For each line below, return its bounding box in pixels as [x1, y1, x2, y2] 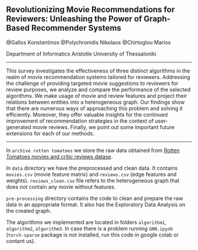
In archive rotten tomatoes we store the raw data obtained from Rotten [6, 147, 180, 154]
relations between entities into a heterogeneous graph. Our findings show [6, 98, 185, 106]
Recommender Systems [31, 23, 122, 33]
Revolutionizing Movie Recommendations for [6, 5, 175, 15]
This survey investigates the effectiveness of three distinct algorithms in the [6, 67, 190, 74]
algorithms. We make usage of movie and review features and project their [6, 92, 187, 99]
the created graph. [6, 207, 51, 214]
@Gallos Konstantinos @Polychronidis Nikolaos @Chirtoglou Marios [6, 38, 171, 46]
